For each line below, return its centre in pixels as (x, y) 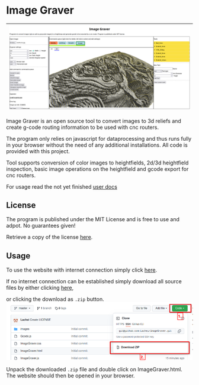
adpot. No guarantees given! (41, 226)
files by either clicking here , (40, 288)
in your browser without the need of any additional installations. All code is (97, 145)
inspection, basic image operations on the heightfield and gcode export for (97, 169)
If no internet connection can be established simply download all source (94, 282)
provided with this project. (38, 151)
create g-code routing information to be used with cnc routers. (82, 127)
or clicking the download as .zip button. (55, 299)
